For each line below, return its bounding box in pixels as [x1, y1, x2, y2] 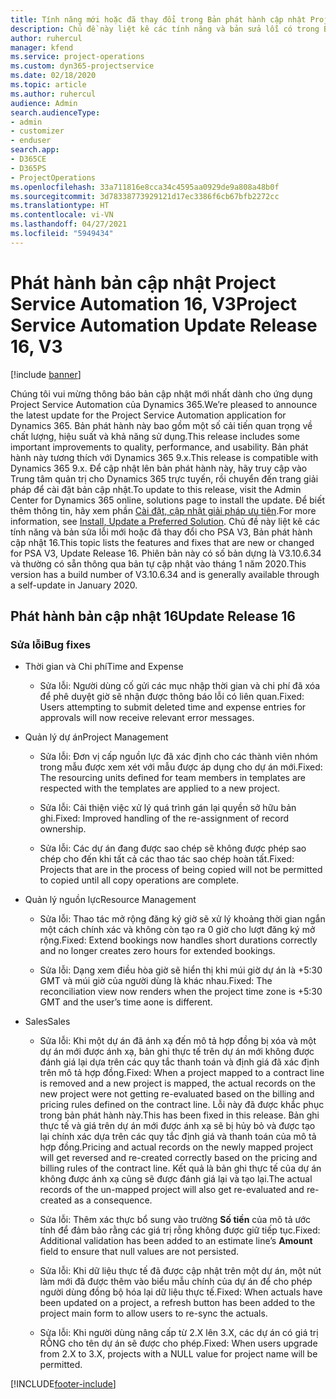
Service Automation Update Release [10, 314, 318, 336]
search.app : [10, 145, 60, 155]
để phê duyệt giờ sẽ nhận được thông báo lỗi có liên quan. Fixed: [39, 691, 305, 703]
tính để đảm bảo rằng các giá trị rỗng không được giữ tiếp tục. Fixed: [39, 1224, 321, 1236]
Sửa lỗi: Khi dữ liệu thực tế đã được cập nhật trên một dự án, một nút [39, 1265, 322, 1277]
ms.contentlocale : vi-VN [10, 210, 114, 220]
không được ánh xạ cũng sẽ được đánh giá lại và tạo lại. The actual [39, 1173, 313, 1185]
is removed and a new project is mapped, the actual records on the [39, 1077, 316, 1090]
